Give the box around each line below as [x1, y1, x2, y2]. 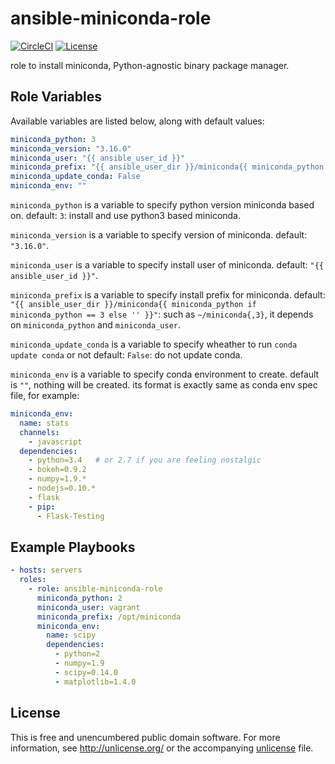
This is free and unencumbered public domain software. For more [10, 731, 281, 743]
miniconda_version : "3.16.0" [10, 143, 132, 154]
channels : [19, 427, 60, 437]
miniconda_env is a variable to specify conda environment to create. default [10, 368, 320, 380]
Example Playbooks [10, 538, 136, 556]
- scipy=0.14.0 [54, 667, 118, 677]
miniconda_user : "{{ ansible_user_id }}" [10, 153, 186, 163]
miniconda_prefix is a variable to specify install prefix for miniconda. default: [10, 289, 326, 301]
